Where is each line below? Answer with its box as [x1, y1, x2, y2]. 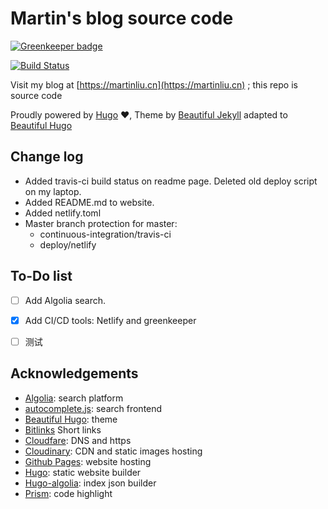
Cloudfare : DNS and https [24, 434, 132, 446]
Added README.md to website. [24, 196, 155, 208]
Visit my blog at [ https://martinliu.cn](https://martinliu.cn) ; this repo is [10, 78, 298, 91]
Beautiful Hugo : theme [24, 413, 118, 425]
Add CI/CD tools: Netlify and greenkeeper [24, 314, 197, 326]
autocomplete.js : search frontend [24, 402, 163, 414]
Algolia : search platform [24, 392, 124, 404]
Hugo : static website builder [24, 466, 142, 478]
